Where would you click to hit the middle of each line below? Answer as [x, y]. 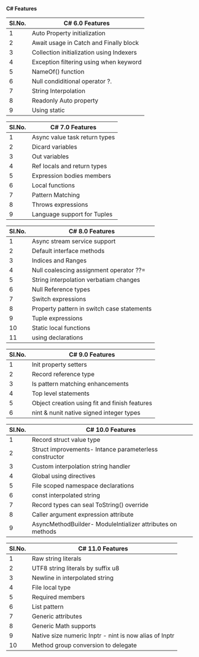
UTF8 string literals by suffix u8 [76, 568]
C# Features [22, 9]
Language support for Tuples [72, 214]
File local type [51, 587]
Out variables [50, 156]
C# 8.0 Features [92, 231]
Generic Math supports [64, 626]
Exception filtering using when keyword [87, 62]
